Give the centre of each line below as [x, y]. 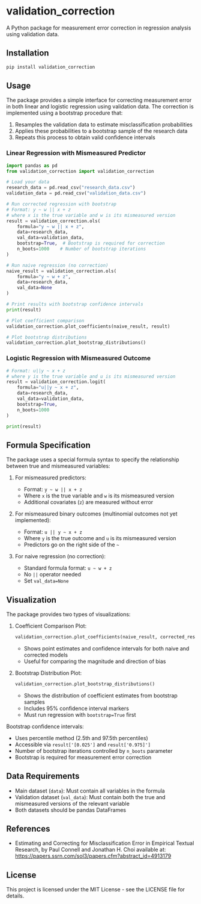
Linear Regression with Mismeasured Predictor [76, 153]
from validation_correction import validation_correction [80, 171]
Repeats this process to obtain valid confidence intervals [85, 137]
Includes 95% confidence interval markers [76, 708]
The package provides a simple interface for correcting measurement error [99, 100]
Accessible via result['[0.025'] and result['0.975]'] [83, 744]
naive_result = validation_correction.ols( [61, 271]
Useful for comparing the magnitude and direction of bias [95, 661]
